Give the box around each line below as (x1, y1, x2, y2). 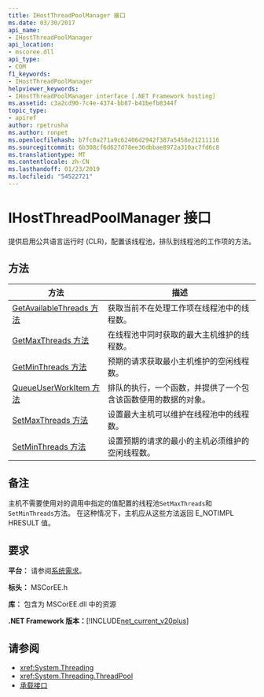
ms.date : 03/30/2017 (8, 19, 76, 27)
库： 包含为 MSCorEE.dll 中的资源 (8, 599, 116, 609)
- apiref (8, 114, 37, 122)
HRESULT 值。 (8, 518, 55, 528)
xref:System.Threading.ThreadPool (19, 671, 134, 681)
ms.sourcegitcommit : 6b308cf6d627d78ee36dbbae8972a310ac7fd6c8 (8, 143, 220, 151)
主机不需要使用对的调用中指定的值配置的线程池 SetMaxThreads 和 (8, 499, 213, 508)
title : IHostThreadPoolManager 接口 (8, 11, 126, 20)
